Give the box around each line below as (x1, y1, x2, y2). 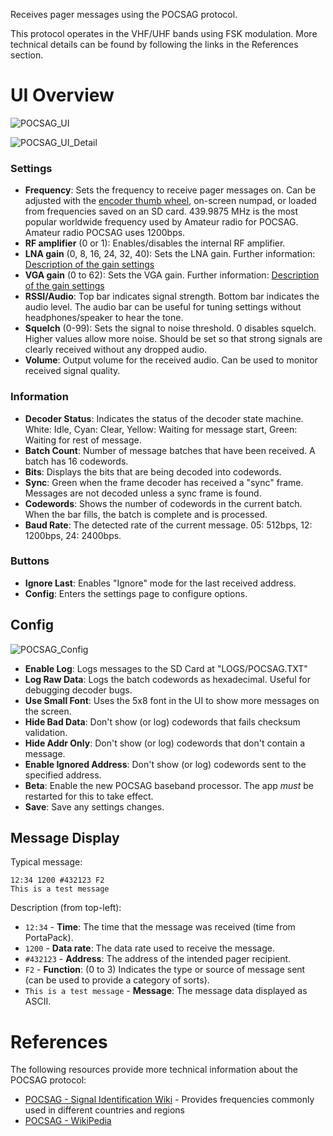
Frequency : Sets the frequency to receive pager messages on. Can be (24, 184, 317, 196)
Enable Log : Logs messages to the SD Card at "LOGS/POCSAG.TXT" (24, 662, 308, 674)
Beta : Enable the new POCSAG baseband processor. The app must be (24, 779, 315, 791)
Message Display (10, 830, 120, 847)
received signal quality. (24, 365, 121, 377)
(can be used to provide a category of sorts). (24, 974, 210, 986)
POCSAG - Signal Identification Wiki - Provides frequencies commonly (24, 1094, 315, 1106)
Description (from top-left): (10, 902, 122, 914)
